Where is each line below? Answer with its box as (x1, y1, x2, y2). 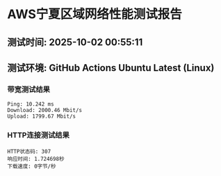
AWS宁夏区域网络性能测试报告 (7, 6, 183, 22)
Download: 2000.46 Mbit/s (7, 107, 82, 114)
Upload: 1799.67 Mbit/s (7, 113, 76, 120)
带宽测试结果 (7, 84, 51, 94)
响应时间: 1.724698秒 (7, 155, 65, 162)
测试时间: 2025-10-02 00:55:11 (7, 36, 143, 48)
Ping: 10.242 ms (7, 101, 54, 108)
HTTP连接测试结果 (7, 130, 69, 140)
